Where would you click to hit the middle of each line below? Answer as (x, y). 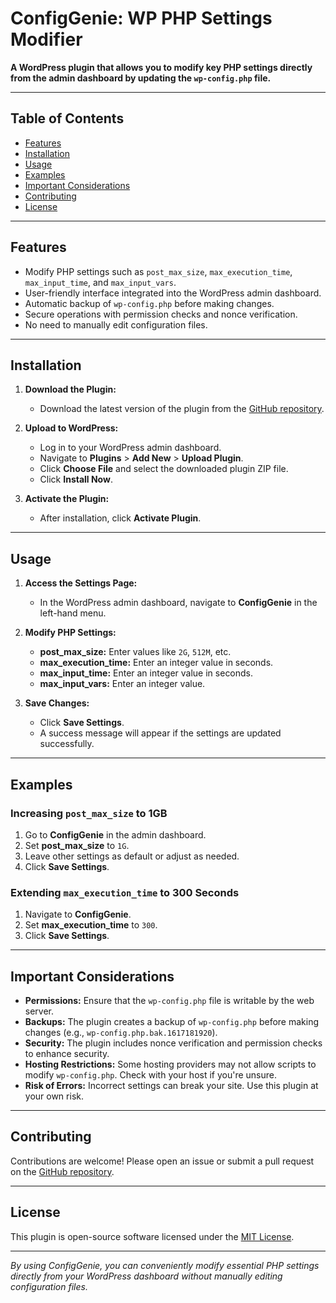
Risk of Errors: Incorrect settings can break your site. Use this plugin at (171, 1085)
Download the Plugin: (70, 389)
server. (39, 1011)
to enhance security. (67, 1053)
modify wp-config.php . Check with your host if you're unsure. (151, 1074)
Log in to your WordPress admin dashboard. (130, 448)
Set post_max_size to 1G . (77, 845)
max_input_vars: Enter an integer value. (122, 684)
